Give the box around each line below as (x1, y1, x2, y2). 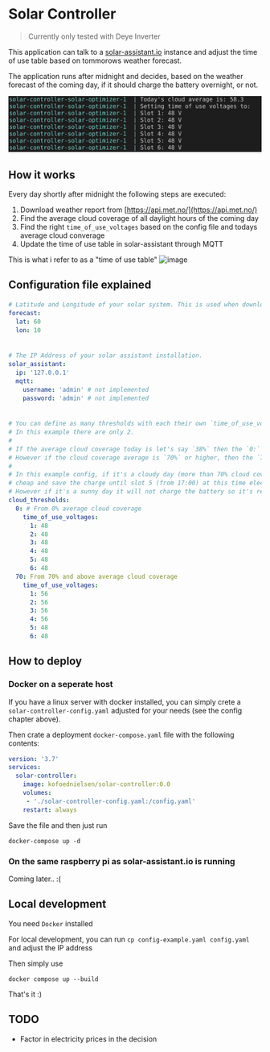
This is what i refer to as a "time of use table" (8, 255, 158, 264)
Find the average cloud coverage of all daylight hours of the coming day (19, 214, 260, 223)
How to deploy (8, 655, 83, 668)
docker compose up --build (8, 975, 99, 983)
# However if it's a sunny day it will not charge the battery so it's (8, 488, 253, 496)
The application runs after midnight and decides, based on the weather (8, 71, 243, 81)
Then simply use (8, 958, 63, 968)
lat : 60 (15, 318, 42, 326)
